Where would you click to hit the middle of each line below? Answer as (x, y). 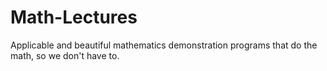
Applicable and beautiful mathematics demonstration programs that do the (164, 45)
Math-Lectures (74, 17)
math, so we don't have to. (65, 55)
